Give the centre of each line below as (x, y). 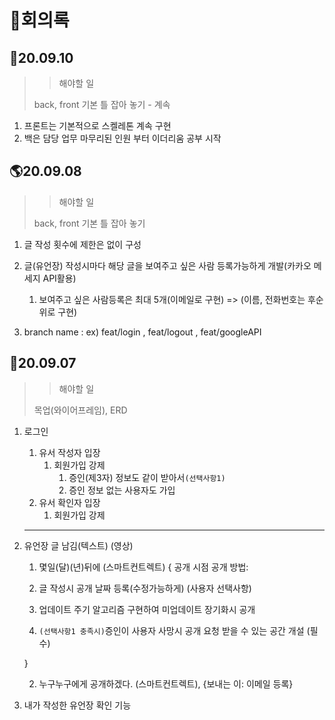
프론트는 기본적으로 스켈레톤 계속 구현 (97, 125)
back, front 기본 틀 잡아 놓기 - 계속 (102, 104)
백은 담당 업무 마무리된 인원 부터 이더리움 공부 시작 (122, 138)
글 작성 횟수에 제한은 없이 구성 (82, 244)
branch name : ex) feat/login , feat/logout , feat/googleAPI (142, 332)
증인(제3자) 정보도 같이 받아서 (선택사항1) (147, 477)
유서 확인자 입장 (69, 502)
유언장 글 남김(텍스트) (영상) (78, 545)
